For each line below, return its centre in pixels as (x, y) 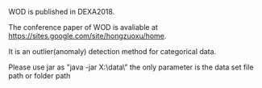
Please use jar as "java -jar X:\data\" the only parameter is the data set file (131, 67)
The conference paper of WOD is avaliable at (83, 27)
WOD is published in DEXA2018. (62, 12)
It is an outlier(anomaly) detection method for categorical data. (112, 51)
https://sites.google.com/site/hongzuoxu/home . (87, 36)
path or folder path (40, 75)
